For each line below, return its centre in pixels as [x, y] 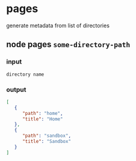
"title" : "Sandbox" [46, 142]
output [16, 90]
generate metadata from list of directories [58, 25]
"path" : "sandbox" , [46, 136]
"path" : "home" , [42, 113]
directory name [25, 74]
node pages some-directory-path [68, 44]
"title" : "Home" [42, 119]
